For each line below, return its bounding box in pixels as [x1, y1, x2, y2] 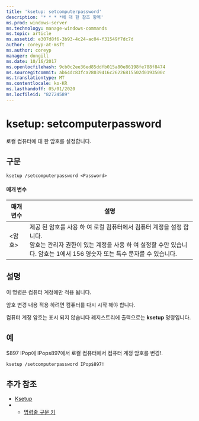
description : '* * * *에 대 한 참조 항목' [6, 14, 104, 20]
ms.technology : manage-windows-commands [6, 25, 108, 31]
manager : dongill [6, 53, 49, 59]
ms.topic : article [6, 31, 52, 37]
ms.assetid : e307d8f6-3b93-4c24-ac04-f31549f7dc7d [6, 36, 134, 42]
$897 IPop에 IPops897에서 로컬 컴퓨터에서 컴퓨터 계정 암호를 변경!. [6, 350, 163, 357]
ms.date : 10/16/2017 [6, 58, 57, 64]
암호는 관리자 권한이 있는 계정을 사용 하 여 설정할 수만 [29, 240, 170, 249]
